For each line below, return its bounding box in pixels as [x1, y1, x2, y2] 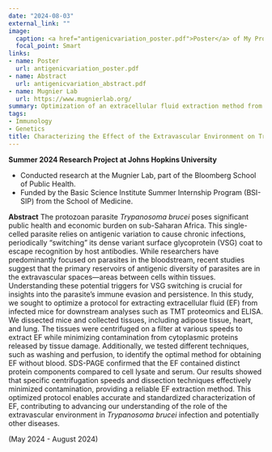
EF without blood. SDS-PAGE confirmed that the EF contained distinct [8, 358, 240, 368]
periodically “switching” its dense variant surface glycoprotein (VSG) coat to [8, 237, 263, 247]
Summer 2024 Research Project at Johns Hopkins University [8, 155, 217, 164]
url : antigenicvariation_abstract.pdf [15, 79, 147, 87]
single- [223, 220, 249, 230]
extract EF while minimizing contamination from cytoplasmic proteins [8, 332, 239, 342]
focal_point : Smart [15, 42, 82, 50]
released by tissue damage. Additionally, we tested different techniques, [8, 341, 249, 351]
